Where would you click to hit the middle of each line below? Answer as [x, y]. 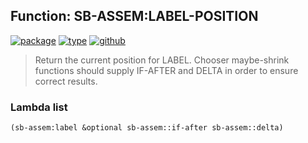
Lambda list [39, 107]
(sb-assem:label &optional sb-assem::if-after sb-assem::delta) [147, 128]
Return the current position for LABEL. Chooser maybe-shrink [162, 60]
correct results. [66, 81]
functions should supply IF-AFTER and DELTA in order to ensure [166, 70]
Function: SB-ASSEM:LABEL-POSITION [134, 16]
